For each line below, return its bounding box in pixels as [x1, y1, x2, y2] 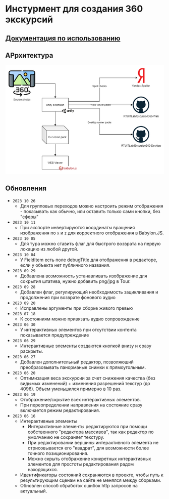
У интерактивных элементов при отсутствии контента [20, 326, 137, 332]
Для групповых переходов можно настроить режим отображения [20, 203, 163, 209]
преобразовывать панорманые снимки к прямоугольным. [20, 364, 146, 370]
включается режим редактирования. [20, 407, 100, 413]
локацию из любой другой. [20, 246, 79, 252]
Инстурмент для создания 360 [5, 3, 143, 15]
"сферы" [20, 214, 39, 220]
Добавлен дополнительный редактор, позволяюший [20, 359, 134, 365]
